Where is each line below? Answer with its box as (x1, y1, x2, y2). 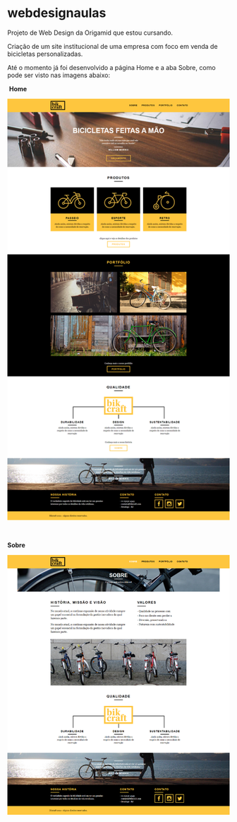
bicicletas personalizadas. (7, 50, 83, 58)
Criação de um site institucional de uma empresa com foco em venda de (7, 42, 218, 50)
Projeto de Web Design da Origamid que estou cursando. (7, 28, 174, 37)
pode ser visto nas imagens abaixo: (7, 71, 111, 79)
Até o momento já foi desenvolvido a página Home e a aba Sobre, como (7, 63, 217, 72)
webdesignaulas (7, 5, 107, 21)
